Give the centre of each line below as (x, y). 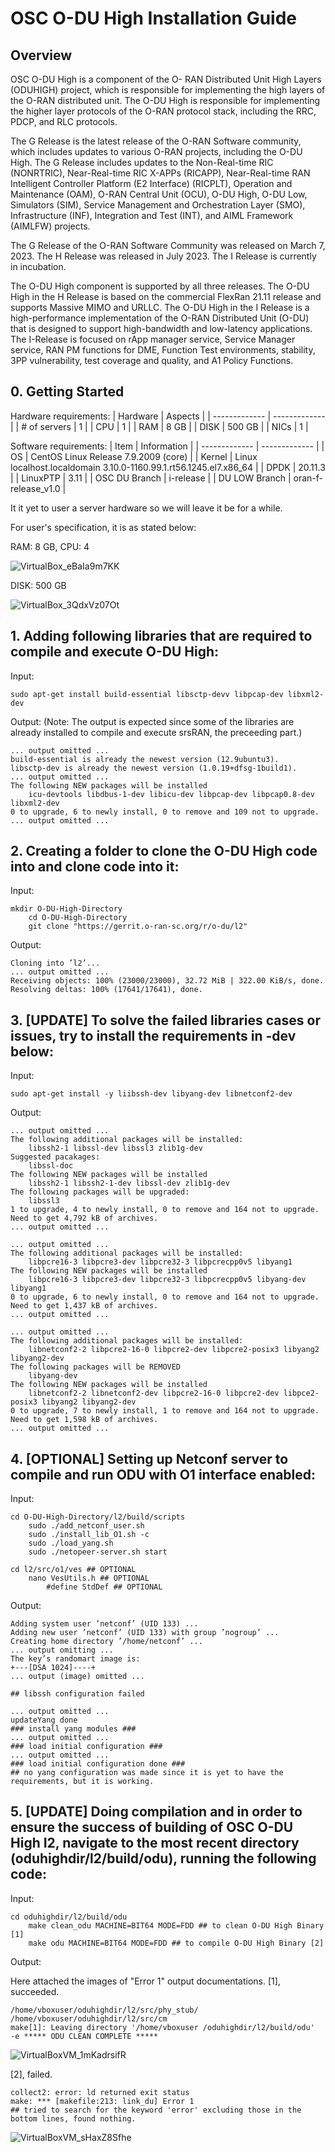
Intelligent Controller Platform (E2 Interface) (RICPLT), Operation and (151, 183)
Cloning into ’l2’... (55, 963)
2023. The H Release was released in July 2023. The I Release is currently (163, 256)
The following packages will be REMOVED (96, 1367)
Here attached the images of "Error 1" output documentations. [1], (145, 1981)
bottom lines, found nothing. (73, 2118)
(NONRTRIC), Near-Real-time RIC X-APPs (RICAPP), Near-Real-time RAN (160, 173)
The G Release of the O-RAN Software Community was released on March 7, (168, 245)
